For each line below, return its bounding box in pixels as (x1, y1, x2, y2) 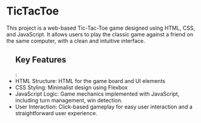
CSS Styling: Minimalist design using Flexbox (15, 84, 128, 91)
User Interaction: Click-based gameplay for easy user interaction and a (15, 103, 193, 110)
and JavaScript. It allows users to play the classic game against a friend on (6, 30, 193, 38)
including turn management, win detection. (15, 96, 123, 104)
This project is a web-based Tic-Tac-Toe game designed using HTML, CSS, (6, 24, 196, 32)
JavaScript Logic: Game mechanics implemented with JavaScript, (15, 90, 180, 98)
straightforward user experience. (15, 109, 98, 116)
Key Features (15, 55, 67, 65)
